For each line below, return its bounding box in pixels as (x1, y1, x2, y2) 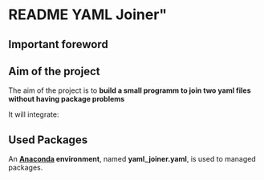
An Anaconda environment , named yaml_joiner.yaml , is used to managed (8, 154, 257, 164)
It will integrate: (8, 110, 59, 119)
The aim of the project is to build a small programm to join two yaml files (8, 86, 251, 95)
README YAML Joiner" (8, 6, 168, 24)
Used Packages (8, 133, 88, 146)
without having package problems (8, 94, 125, 104)
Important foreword (8, 38, 108, 51)
